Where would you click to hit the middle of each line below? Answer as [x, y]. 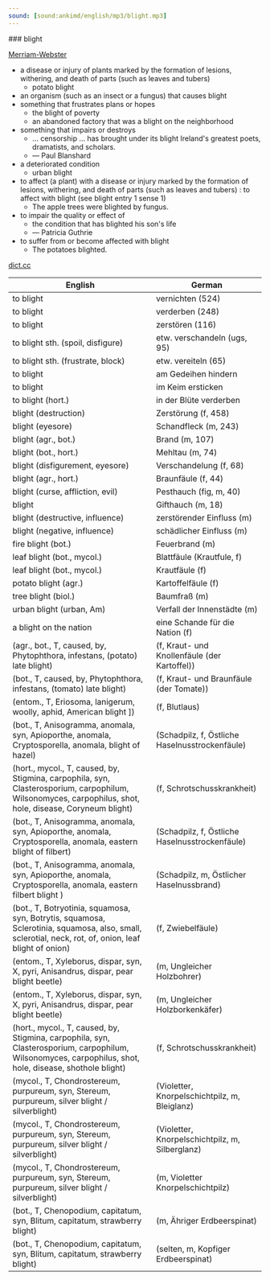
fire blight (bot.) [42, 544]
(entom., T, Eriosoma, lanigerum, [74, 702]
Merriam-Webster [38, 54]
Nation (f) [174, 632]
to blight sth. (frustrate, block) [69, 360]
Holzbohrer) [179, 976]
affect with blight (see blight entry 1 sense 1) [93, 198]
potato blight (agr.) [48, 582]
